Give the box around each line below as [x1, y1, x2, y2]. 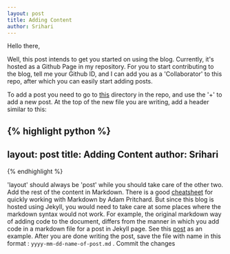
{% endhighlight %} [7, 167, 63, 175]
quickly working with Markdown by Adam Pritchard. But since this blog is [7, 195, 215, 204]
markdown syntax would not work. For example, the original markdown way [7, 210, 222, 218]
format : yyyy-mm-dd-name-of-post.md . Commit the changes [7, 239, 176, 247]
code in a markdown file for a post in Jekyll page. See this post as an [7, 224, 203, 233]
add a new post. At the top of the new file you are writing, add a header [7, 98, 209, 106]
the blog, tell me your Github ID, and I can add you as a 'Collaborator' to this [7, 70, 222, 78]
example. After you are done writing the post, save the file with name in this [7, 232, 222, 240]
